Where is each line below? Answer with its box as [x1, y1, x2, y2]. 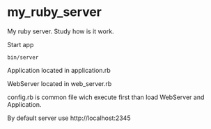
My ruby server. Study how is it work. [7, 27, 114, 35]
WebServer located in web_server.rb [7, 79, 112, 87]
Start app [7, 40, 34, 49]
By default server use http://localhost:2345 [7, 114, 131, 122]
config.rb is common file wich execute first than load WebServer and [7, 93, 205, 101]
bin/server [7, 53, 39, 61]
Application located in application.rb [7, 66, 111, 74]
